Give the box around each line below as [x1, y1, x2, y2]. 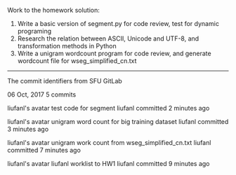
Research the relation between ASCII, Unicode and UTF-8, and [17, 34, 199, 43]
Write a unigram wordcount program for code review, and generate [17, 49, 212, 57]
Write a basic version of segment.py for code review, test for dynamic [17, 20, 220, 27]
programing [17, 27, 52, 35]
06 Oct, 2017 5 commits [7, 90, 77, 99]
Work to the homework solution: [7, 6, 100, 14]
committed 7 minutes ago [7, 146, 81, 154]
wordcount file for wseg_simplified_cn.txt [17, 57, 137, 65]
